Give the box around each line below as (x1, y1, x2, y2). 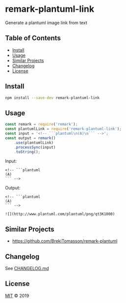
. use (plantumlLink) (14, 140, 54, 145)
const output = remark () (5, 135, 56, 141)
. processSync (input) (14, 145, 56, 150)
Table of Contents (5, 34, 61, 42)
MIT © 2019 (5, 293, 29, 299)
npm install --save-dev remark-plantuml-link (5, 95, 100, 100)
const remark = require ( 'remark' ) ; (5, 122, 78, 127)
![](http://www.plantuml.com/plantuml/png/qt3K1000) (5, 212, 115, 217)
